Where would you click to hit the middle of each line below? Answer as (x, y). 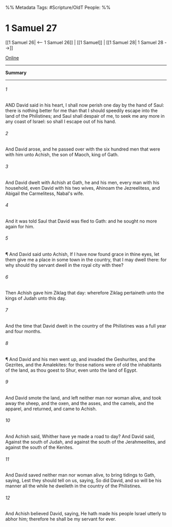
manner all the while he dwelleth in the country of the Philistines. (73, 486)
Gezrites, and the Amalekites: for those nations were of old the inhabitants (83, 365)
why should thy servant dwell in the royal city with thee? (64, 265)
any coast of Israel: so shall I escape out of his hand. (61, 122)
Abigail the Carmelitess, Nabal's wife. (45, 193)
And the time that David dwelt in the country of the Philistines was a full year (86, 326)
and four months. (24, 332)
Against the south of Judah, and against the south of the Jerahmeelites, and (85, 442)
